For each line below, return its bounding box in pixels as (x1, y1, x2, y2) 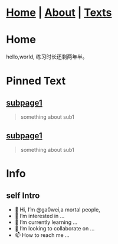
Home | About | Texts (6, 6, 112, 19)
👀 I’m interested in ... (14, 212, 65, 219)
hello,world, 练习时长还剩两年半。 (6, 53, 88, 60)
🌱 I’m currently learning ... (14, 219, 78, 226)
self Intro (6, 190, 40, 200)
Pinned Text (6, 74, 66, 88)
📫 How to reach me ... (14, 231, 70, 239)
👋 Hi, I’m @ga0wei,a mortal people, (14, 206, 100, 213)
